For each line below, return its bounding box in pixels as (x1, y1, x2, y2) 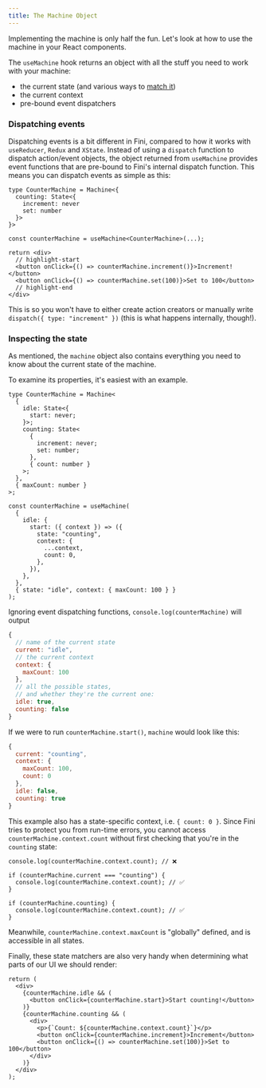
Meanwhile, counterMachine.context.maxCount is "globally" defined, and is (8, 927, 251, 936)
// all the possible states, (15, 683, 112, 691)
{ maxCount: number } (15, 481, 88, 489)
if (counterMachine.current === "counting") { (8, 871, 166, 879)
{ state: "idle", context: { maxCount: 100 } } (15, 586, 177, 595)
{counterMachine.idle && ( (22, 989, 112, 997)
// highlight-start (15, 255, 80, 263)
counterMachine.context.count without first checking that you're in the (8, 833, 239, 843)
